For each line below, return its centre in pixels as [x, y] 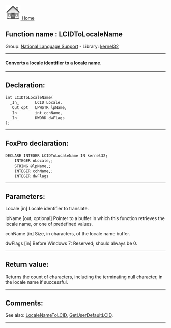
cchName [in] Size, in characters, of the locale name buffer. [68, 234]
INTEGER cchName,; [34, 171]
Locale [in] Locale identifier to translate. [47, 209]
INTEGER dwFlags [32, 176]
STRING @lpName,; [33, 166]
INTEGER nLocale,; [34, 161]
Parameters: [25, 196]
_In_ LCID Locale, [36, 102]
